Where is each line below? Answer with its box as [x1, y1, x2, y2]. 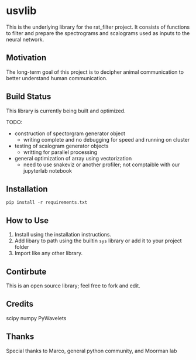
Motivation [6, 53, 47, 63]
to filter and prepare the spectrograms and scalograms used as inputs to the [6, 29, 190, 36]
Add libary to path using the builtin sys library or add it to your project [14, 237, 183, 244]
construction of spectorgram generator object [14, 130, 126, 137]
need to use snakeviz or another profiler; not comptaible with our [23, 161, 180, 168]
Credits [6, 299, 34, 309]
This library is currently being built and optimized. [6, 107, 126, 114]
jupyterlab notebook [23, 167, 72, 174]
